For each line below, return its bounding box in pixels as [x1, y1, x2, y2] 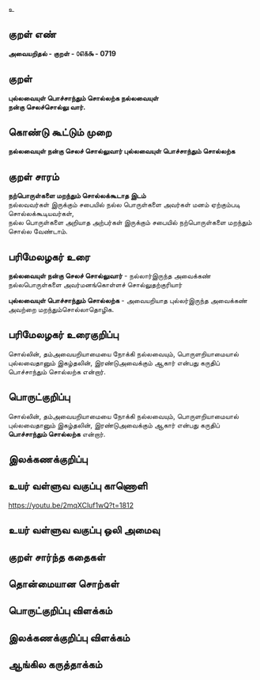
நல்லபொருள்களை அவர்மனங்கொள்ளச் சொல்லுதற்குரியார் [8, 280, 183, 290]
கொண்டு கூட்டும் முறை [8, 126, 112, 139]
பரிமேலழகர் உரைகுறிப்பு [8, 328, 119, 341]
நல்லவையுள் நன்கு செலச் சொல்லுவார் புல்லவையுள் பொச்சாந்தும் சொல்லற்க [8, 146, 236, 156]
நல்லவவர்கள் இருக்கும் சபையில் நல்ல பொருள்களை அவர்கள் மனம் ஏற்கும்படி [8, 199, 240, 210]
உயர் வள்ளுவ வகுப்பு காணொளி [8, 480, 148, 493]
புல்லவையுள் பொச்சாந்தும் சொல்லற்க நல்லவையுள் [8, 93, 160, 103]
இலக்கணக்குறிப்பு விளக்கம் [8, 631, 130, 644]
